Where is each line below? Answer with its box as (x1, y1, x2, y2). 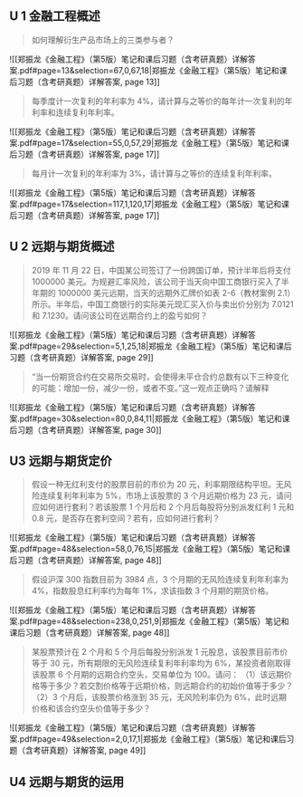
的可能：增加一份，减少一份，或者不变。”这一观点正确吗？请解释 (31, 382, 270, 393)
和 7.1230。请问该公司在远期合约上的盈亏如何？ (31, 310, 208, 321)
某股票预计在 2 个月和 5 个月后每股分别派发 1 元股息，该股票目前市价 (31, 647, 288, 658)
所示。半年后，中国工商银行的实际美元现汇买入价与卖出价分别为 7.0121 (31, 298, 294, 310)
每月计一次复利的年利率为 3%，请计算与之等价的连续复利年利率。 (31, 168, 278, 178)
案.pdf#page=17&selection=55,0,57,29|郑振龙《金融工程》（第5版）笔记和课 (9, 137, 289, 148)
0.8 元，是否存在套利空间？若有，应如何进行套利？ (31, 513, 221, 523)
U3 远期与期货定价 (9, 454, 112, 469)
